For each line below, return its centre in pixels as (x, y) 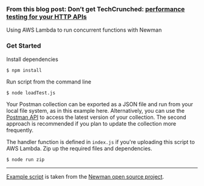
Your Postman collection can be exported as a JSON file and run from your (100, 104)
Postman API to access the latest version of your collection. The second (96, 117)
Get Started (24, 46)
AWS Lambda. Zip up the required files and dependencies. (80, 148)
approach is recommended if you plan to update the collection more (91, 123)
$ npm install (24, 70)
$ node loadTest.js (31, 93)
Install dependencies (32, 59)
